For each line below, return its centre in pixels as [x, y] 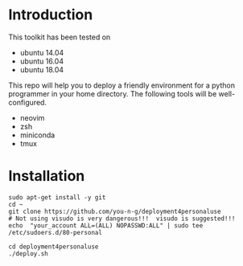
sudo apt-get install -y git [57, 197]
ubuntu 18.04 [42, 69]
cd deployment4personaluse [54, 247]
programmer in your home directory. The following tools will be [113, 93]
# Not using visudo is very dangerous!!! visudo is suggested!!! [122, 219]
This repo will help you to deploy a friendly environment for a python [122, 85]
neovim [32, 117]
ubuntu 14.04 [42, 52]
